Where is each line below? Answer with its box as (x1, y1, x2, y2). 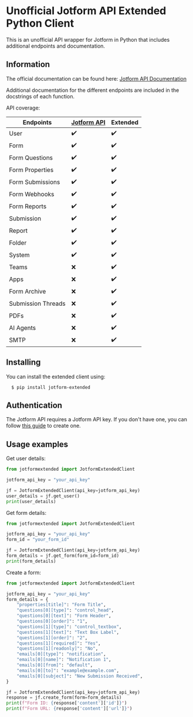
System (9, 251, 31, 259)
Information (6, 60, 50, 70)
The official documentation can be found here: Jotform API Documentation (6, 75, 187, 82)
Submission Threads (9, 299, 66, 308)
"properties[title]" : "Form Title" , (16, 602, 107, 608)
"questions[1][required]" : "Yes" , (16, 640, 101, 646)
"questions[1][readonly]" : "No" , (16, 646, 99, 652)
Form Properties (9, 166, 54, 174)
